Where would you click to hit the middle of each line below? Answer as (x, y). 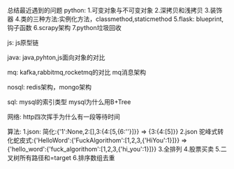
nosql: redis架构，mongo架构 (50, 87)
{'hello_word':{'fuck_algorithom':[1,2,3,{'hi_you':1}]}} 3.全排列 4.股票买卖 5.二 (117, 149)
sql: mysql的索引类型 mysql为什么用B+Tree (69, 102)
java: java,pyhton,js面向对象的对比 (56, 57)
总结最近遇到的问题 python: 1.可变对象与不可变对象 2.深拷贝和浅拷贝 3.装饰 (115, 10)
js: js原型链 (23, 43)
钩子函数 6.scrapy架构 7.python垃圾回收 (64, 28)
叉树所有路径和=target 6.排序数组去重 (61, 158)
